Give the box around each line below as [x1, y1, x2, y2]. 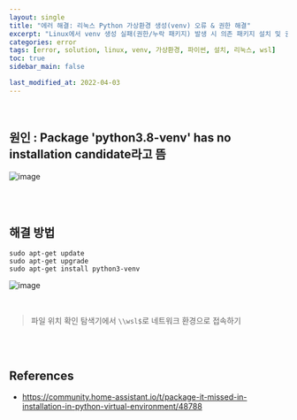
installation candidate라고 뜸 [9, 147, 166, 162]
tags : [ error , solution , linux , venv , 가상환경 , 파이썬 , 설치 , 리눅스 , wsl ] [9, 46, 277, 55]
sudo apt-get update [9, 249, 86, 258]
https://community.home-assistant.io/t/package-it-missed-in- [21, 392, 247, 402]
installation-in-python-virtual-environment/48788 [21, 401, 203, 412]
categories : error [9, 37, 77, 47]
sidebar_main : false [9, 63, 86, 72]
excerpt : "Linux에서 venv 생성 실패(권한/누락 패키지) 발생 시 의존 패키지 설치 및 [9, 29, 281, 38]
